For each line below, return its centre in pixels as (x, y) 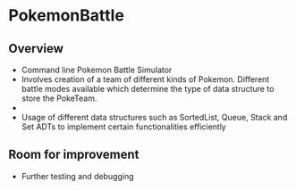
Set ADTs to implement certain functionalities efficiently (124, 127)
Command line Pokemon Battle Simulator (97, 70)
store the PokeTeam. (59, 98)
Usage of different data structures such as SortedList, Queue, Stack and (154, 117)
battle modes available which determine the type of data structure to (148, 89)
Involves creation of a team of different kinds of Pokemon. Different (145, 79)
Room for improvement (74, 155)
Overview (36, 49)
